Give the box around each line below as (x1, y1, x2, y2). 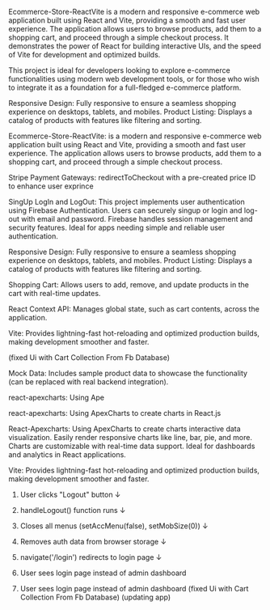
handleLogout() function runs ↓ (19, 506, 126, 515)
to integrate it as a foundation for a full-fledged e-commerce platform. (8, 83, 242, 92)
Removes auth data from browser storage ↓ (19, 537, 167, 546)
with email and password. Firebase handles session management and (21, 214, 253, 223)
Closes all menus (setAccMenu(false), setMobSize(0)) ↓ (19, 521, 209, 531)
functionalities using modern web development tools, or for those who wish (8, 74, 260, 83)
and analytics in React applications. (8, 450, 127, 460)
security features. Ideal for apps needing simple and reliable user (8, 222, 226, 232)
